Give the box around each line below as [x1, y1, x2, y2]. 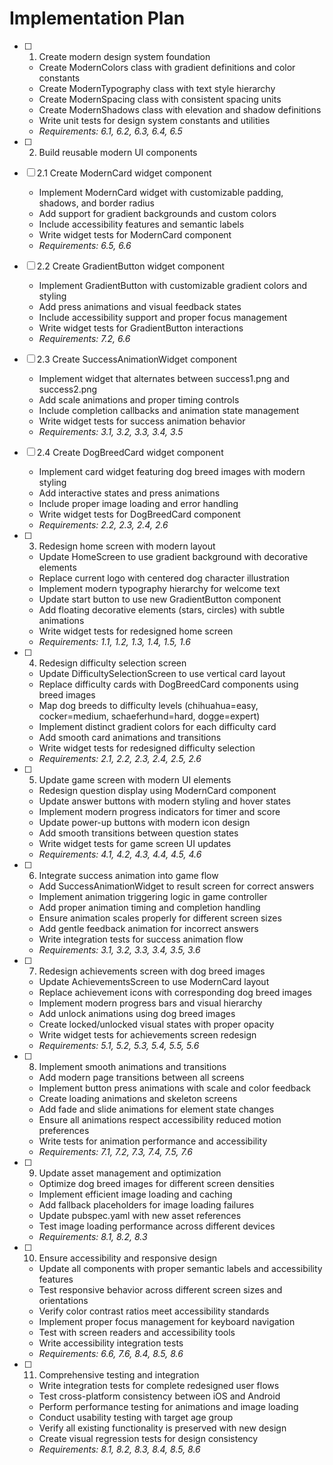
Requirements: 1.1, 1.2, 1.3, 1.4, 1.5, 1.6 [38, 635, 192, 647]
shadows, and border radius [38, 197, 156, 209]
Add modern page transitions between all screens [38, 1071, 245, 1083]
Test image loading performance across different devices [38, 1220, 276, 1232]
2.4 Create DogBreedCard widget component [36, 446, 224, 458]
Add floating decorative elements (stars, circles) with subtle [38, 603, 286, 616]
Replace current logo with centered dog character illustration [38, 572, 291, 584]
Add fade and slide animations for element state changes [38, 1103, 275, 1115]
